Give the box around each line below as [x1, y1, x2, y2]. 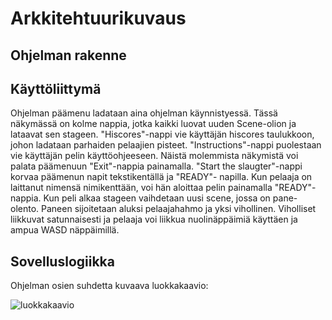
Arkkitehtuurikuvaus [10, 7, 187, 30]
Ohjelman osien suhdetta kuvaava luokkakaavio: [10, 280, 209, 292]
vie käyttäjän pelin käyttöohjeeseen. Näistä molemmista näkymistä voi [10, 150, 299, 162]
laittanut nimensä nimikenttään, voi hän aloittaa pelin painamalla [10, 182, 273, 194]
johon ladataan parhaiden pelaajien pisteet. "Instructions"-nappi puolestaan [10, 139, 322, 151]
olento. [10, 203, 40, 215]
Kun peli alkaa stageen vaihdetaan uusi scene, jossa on [43, 192, 271, 204]
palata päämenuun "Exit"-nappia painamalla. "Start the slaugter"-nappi [10, 160, 303, 172]
